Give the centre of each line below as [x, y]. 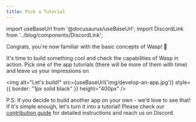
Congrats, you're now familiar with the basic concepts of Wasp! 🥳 [87, 46]
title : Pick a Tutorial [36, 12]
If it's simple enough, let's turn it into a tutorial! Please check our [85, 106]
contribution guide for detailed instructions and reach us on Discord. [90, 112]
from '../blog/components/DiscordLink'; [55, 35]
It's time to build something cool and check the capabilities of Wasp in [93, 58]
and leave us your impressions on [48, 71]
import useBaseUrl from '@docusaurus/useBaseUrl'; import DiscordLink [95, 29]
